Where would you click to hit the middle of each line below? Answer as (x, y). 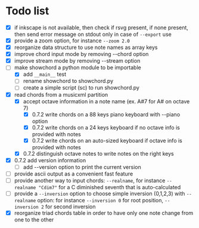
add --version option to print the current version (82, 167)
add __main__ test (45, 74)
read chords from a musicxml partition (61, 94)
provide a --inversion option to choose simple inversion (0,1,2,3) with (99, 194)
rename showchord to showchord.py (68, 81)
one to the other (34, 220)
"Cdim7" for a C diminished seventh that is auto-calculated (110, 187)
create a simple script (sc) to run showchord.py (81, 88)
